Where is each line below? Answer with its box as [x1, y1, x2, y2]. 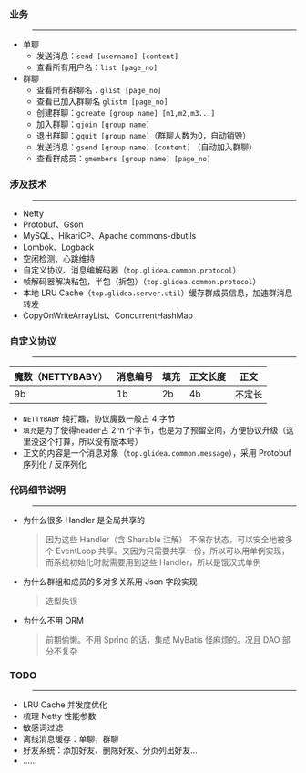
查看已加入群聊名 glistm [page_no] [36, 96, 168, 107]
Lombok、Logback [22, 242, 95, 253]
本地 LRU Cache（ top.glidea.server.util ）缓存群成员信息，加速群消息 [22, 287, 293, 298]
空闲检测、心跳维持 [22, 253, 96, 263]
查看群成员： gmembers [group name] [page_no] [36, 153, 211, 164]
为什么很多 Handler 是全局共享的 [22, 515, 146, 526]
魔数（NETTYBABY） [14, 370, 107, 383]
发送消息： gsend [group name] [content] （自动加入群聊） [36, 141, 257, 152]
